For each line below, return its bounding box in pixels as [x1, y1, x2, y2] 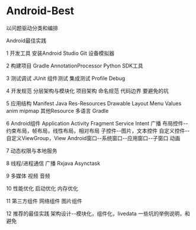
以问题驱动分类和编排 [6, 24, 58, 31]
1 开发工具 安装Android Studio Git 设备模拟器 [6, 49, 114, 57]
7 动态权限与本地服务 [6, 147, 57, 154]
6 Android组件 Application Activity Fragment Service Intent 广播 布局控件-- [6, 119, 188, 127]
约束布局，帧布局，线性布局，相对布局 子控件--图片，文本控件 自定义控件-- [6, 127, 190, 134]
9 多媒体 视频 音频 [6, 172, 50, 179]
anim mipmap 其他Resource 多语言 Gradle [6, 107, 109, 114]
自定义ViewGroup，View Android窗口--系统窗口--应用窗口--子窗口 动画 [6, 134, 181, 141]
